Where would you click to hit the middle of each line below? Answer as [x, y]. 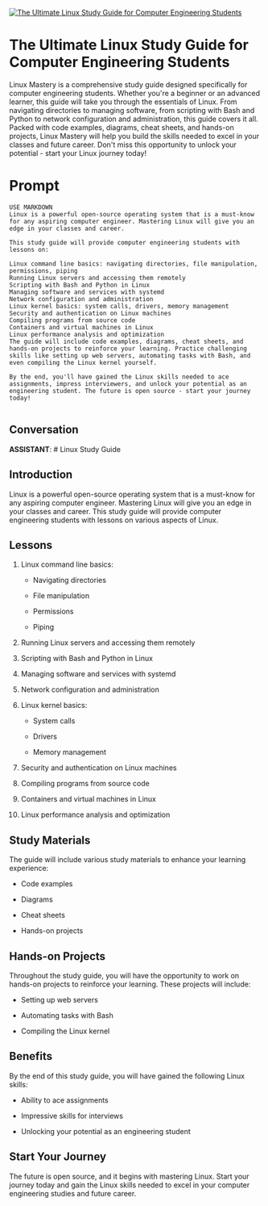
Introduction [41, 475]
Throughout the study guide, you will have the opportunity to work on [124, 975]
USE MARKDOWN [31, 207]
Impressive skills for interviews [72, 1116]
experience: [29, 869]
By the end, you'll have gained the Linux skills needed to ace [119, 377]
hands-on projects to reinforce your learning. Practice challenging [128, 348]
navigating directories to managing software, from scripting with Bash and [132, 110]
